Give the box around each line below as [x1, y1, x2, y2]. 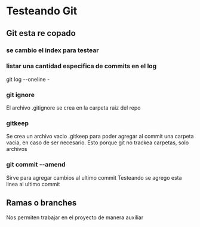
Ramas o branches [6, 198, 77, 208]
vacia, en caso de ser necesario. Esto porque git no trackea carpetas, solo [6, 139, 189, 146]
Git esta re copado [6, 28, 76, 38]
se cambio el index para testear [6, 46, 99, 55]
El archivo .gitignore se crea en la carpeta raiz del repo [6, 104, 141, 111]
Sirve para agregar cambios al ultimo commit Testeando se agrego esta [6, 174, 182, 181]
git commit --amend [6, 161, 66, 169]
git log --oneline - [6, 75, 50, 83]
